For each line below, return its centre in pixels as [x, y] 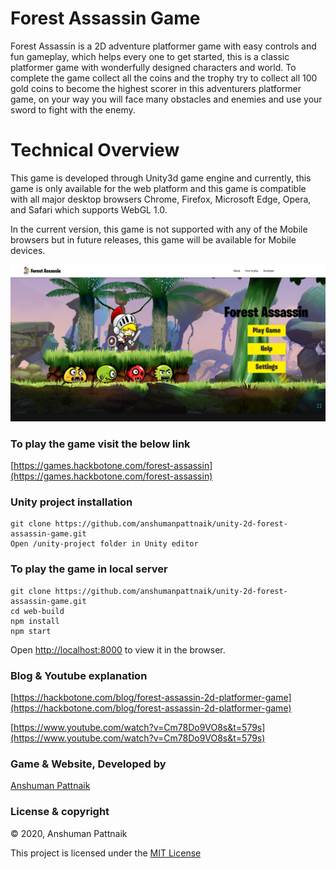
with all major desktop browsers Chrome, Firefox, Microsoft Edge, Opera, [161, 199]
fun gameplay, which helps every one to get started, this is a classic [150, 56]
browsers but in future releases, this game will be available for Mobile [153, 239]
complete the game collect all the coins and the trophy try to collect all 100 [164, 78]
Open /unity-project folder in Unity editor [104, 544]
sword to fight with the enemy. [73, 109]
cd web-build [37, 611]
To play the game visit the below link [100, 444]
